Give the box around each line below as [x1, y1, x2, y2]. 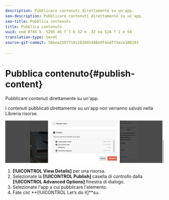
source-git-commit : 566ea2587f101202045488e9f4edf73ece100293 [5, 40, 139, 45]
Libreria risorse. [5, 110, 38, 116]
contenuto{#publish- [44, 68, 135, 79]
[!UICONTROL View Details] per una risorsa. [12, 168, 106, 174]
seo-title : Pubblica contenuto [5, 19, 71, 24]
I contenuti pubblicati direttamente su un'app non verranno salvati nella [5, 105, 153, 111]
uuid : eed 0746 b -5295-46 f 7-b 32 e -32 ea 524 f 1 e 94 [5, 29, 132, 35]
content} [5, 78, 43, 90]
